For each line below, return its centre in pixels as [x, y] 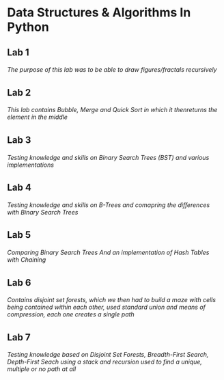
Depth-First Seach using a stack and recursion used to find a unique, [105, 362]
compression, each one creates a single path [71, 314]
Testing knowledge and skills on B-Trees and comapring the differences [109, 205]
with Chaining [27, 259]
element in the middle [38, 117]
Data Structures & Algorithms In [99, 13]
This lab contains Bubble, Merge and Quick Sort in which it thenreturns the [112, 110]
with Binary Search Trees [43, 212]
